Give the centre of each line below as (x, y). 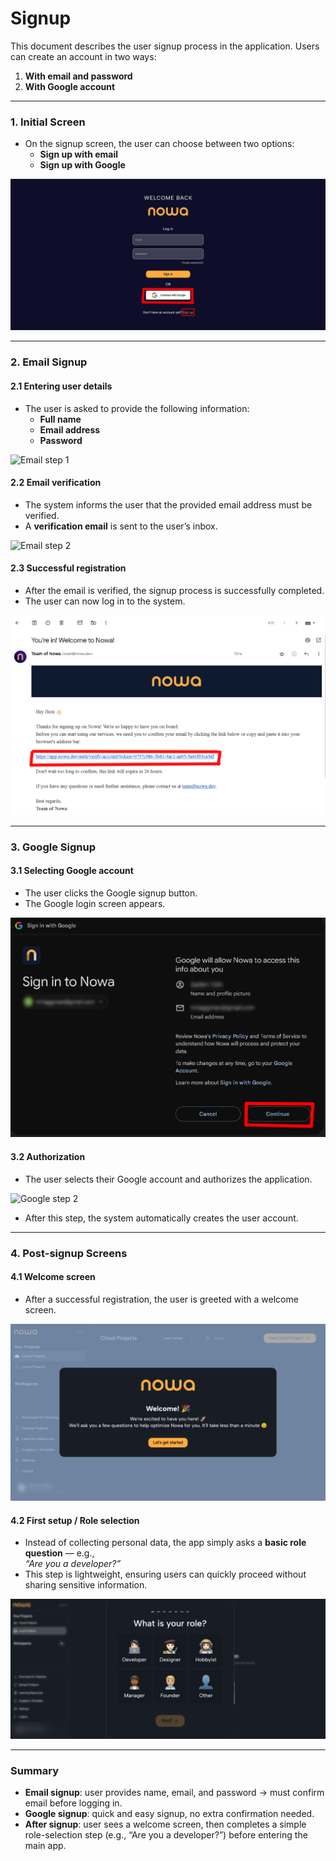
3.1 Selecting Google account (72, 871)
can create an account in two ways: (83, 56)
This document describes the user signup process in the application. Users (165, 46)
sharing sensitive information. (86, 1585)
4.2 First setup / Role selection (75, 1520)
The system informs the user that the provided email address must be (168, 504)
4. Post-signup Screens (69, 1253)
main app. (45, 1846)
